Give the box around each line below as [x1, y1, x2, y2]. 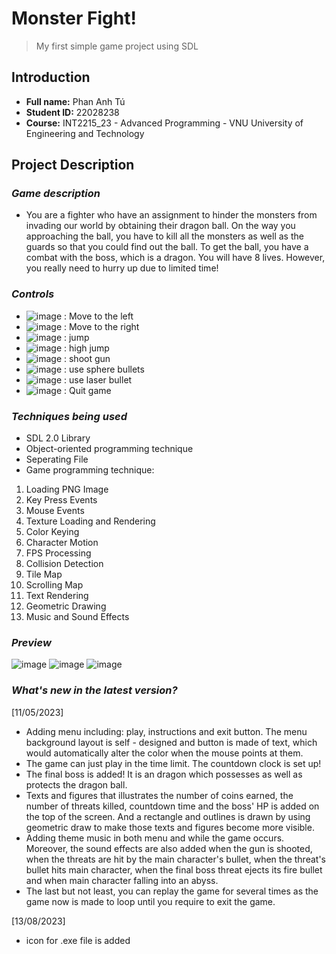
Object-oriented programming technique [25, 443, 194, 455]
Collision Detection [25, 558, 104, 570]
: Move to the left [64, 310, 134, 322]
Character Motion [25, 537, 99, 549]
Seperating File [25, 453, 89, 466]
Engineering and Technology [25, 127, 145, 139]
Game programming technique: [25, 464, 155, 476]
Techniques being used [11, 409, 128, 423]
